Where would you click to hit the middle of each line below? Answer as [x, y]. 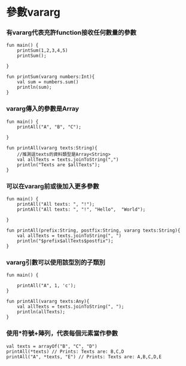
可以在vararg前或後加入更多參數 [53, 186]
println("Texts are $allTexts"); [59, 165]
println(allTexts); [41, 312]
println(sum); [34, 88]
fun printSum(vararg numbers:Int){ [51, 77]
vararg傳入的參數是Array [43, 109]
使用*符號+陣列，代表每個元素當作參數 [62, 334]
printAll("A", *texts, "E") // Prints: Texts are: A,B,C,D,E [84, 357]
